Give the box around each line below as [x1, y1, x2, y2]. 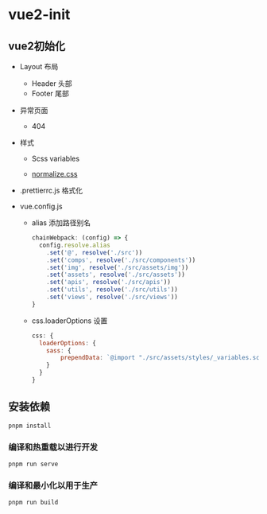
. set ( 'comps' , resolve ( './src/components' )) [46, 256, 196, 264]
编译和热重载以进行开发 [8, 442, 98, 453]
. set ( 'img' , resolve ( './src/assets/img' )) [46, 263, 189, 271]
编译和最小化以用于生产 [8, 480, 98, 491]
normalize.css [31, 169, 78, 178]
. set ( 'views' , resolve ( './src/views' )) [46, 293, 179, 301]
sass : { [46, 346, 72, 355]
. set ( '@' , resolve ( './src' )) [46, 248, 143, 256]
